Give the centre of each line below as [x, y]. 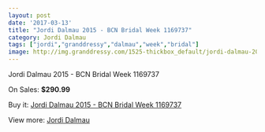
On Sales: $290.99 [39, 90]
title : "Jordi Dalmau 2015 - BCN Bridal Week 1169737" [100, 30]
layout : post [30, 15]
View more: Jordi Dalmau [49, 120]
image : [19, 52]
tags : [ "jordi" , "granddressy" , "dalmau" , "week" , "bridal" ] [104, 45]
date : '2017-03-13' [40, 23]
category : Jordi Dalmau [47, 37]
